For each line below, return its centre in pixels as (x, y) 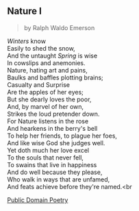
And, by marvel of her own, (46, 106)
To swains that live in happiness (52, 164)
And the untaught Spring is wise (52, 55)
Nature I (25, 11)
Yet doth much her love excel (48, 150)
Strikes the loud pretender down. (53, 114)
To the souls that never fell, (46, 158)
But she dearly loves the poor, (49, 99)
